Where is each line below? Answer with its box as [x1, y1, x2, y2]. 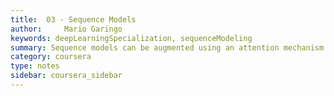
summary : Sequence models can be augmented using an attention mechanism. [10, 42, 329, 53]
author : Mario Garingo [10, 24, 123, 34]
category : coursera [10, 52, 92, 62]
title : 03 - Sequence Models [10, 14, 137, 25]
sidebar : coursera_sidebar [10, 71, 123, 81]
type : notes [10, 61, 60, 71]
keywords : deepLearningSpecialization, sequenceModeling [10, 33, 253, 43]
